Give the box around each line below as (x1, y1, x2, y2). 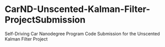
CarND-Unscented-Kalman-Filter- (5, 3, 150, 15)
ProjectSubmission (5, 14, 86, 25)
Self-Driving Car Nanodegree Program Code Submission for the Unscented (5, 30, 160, 36)
